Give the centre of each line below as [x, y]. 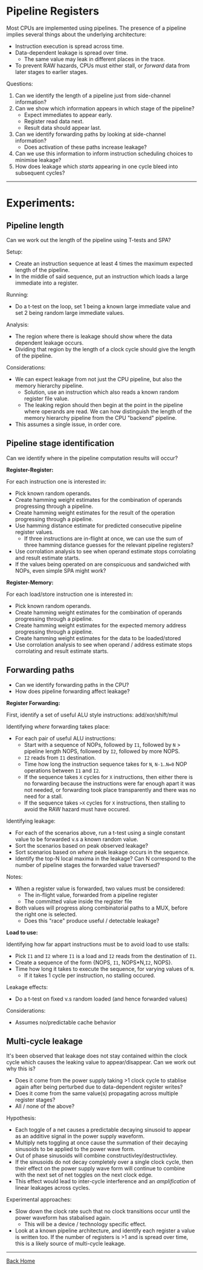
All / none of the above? [45, 1106]
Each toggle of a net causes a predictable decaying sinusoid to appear [103, 1130]
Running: [18, 294]
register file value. [47, 398]
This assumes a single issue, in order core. [68, 424]
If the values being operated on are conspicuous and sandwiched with [102, 564]
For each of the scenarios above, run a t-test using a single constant [100, 833]
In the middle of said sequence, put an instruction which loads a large [101, 276]
